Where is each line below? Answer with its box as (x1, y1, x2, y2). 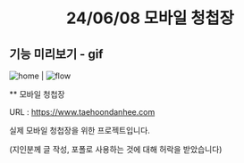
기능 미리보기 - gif (9, 46, 104, 61)
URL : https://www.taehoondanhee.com (9, 107, 156, 117)
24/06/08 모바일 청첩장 (66, 8, 234, 29)
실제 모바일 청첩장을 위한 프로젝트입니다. (9, 126, 150, 135)
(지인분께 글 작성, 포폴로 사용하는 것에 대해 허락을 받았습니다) (9, 144, 223, 154)
